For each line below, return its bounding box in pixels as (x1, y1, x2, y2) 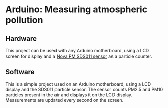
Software (5, 68, 35, 76)
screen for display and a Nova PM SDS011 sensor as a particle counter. (5, 53, 152, 59)
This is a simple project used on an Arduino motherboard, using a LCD (5, 81, 151, 87)
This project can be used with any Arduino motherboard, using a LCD (5, 48, 149, 53)
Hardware (5, 34, 37, 43)
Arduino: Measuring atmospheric (5, 4, 148, 15)
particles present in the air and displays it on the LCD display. (5, 92, 133, 98)
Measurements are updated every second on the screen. (5, 97, 124, 103)
